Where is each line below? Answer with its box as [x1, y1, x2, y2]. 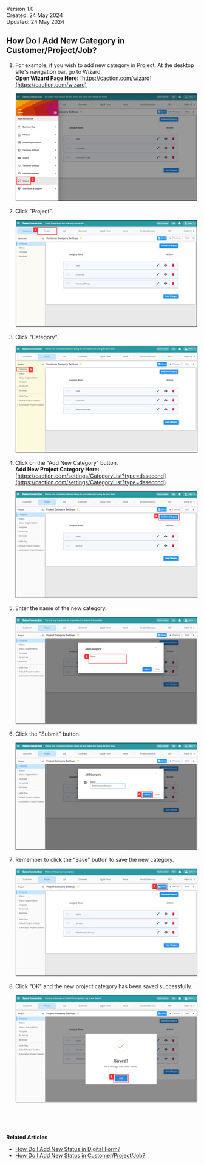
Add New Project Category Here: [15, 465, 100, 473]
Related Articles [6, 1133, 48, 1141]
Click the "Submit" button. [15, 730, 81, 737]
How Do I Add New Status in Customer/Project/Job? [15, 1152, 146, 1159]
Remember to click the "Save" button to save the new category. [15, 856, 174, 864]
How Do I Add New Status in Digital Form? [15, 1145, 121, 1152]
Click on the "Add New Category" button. [15, 459, 118, 466]
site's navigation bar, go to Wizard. [15, 68, 102, 75]
